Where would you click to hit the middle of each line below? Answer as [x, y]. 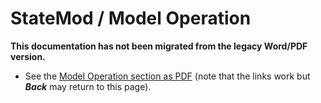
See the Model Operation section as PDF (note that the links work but [167, 76]
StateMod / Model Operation [131, 18]
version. [28, 56]
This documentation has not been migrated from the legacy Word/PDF [159, 46]
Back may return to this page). [88, 86]
